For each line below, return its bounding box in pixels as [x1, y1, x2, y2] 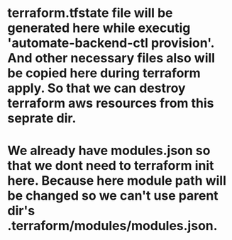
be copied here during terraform [7, 65, 201, 81]
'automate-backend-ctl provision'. [7, 35, 215, 51]
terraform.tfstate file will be [7, 5, 173, 21]
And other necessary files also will [7, 50, 215, 67]
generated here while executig [7, 20, 191, 36]
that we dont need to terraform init [7, 158, 214, 174]
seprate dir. [7, 110, 77, 127]
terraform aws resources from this [7, 96, 214, 111]
